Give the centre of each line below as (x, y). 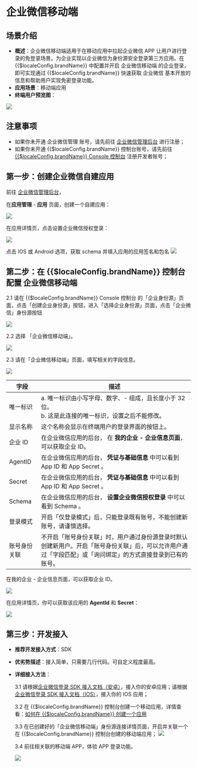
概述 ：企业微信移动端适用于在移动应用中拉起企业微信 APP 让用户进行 (98, 51)
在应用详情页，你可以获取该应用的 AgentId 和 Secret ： (73, 603)
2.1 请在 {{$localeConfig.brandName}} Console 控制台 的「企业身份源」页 (95, 298)
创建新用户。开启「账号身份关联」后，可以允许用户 (111, 546)
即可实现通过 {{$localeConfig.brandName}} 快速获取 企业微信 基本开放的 (103, 73)
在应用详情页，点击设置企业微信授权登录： (57, 228)
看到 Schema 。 (62, 506)
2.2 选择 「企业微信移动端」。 (41, 336)
